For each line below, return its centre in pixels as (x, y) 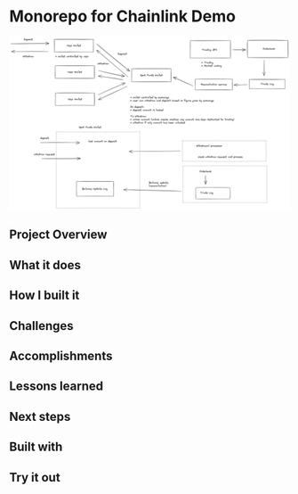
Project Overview (58, 235)
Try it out (35, 478)
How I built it (44, 296)
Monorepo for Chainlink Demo (122, 16)
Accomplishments (61, 355)
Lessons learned (56, 387)
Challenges (41, 326)
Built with (36, 447)
